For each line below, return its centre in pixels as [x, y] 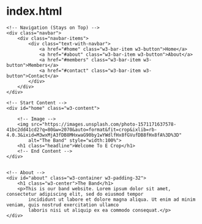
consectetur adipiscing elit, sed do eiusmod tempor [75, 194]
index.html [34, 11]
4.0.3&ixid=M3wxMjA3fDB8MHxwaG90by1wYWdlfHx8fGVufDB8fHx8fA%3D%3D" [94, 135]
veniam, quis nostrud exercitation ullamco [63, 205]
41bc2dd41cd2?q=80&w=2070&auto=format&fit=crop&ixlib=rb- [82, 129]
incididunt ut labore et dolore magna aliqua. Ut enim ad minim [112, 199]
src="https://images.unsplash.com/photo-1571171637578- [103, 124]
